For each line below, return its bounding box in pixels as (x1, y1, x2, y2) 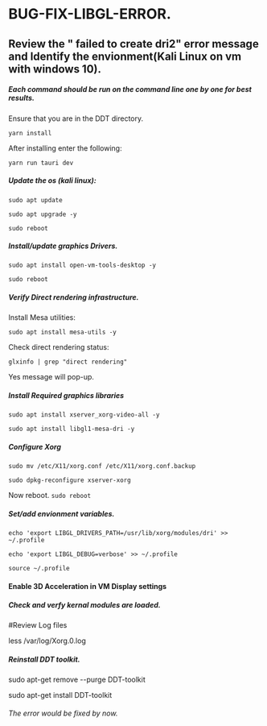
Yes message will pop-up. (8, 372, 95, 382)
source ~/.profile (8, 565, 70, 573)
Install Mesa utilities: (8, 313, 76, 322)
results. (8, 93, 35, 103)
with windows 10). (8, 62, 102, 76)
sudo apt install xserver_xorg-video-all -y (8, 411, 160, 419)
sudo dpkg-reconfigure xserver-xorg (8, 476, 131, 484)
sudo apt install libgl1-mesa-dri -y (8, 425, 135, 434)
